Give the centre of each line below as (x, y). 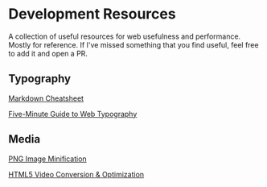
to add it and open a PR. (48, 53)
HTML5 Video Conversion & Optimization (76, 174)
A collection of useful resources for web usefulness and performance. (125, 36)
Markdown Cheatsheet (46, 98)
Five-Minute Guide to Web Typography (73, 114)
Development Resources (92, 14)
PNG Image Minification (47, 159)
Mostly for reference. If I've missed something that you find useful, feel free (133, 44)
